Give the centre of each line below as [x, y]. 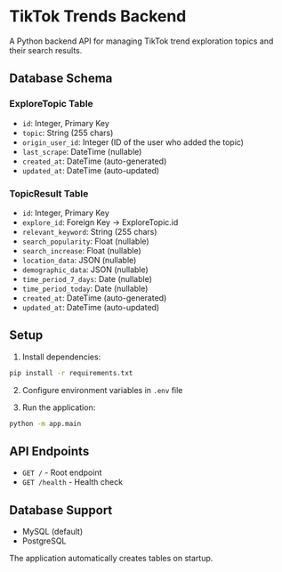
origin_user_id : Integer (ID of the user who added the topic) [133, 142]
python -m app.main [45, 423]
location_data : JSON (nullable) [79, 260]
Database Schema [61, 79]
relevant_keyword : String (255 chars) [89, 231]
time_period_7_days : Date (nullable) [87, 278]
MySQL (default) [52, 532]
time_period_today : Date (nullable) [85, 288]
